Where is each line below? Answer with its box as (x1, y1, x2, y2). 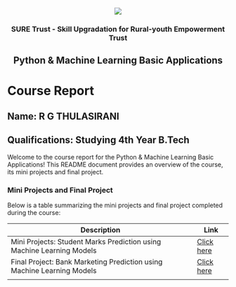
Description (80, 225, 121, 234)
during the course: (7, 209, 61, 216)
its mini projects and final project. (7, 167, 104, 176)
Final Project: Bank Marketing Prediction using (11, 257, 163, 267)
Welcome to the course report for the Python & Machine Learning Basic (7, 153, 214, 161)
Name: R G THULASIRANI (7, 110, 119, 122)
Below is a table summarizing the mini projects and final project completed (7, 201, 223, 209)
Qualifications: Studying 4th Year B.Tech (7, 134, 190, 146)
